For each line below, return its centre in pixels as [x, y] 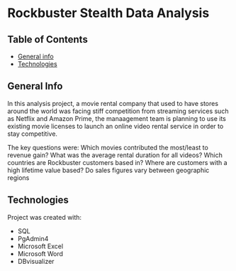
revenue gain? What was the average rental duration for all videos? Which [115, 155]
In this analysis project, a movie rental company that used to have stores [113, 103]
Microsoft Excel [40, 246]
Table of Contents [48, 39]
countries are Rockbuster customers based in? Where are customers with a [118, 162]
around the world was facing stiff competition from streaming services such [118, 111]
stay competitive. [33, 134]
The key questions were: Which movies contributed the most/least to [108, 147]
